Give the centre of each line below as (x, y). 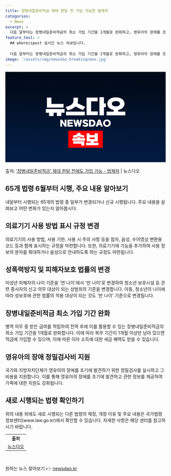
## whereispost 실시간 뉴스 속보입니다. (48, 43)
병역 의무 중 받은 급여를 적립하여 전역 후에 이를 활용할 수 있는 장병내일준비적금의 (85, 326)
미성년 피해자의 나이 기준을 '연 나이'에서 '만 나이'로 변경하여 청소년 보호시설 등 (83, 283)
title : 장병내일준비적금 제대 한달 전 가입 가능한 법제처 (57, 11)
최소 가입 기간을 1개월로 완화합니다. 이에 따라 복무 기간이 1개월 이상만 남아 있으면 (85, 333)
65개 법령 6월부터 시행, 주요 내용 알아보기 (67, 189)
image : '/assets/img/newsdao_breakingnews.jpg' (57, 59)
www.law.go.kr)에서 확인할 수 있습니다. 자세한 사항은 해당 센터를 (88, 420)
